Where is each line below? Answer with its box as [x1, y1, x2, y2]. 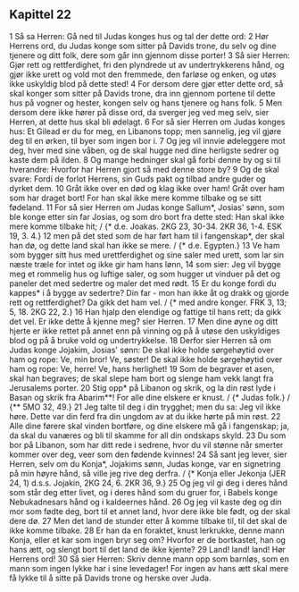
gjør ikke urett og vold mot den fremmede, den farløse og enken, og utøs [9, 69, 277, 80]
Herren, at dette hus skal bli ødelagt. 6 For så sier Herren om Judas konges [9, 116, 286, 127]
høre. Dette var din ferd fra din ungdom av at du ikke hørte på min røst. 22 [9, 410, 281, 421]
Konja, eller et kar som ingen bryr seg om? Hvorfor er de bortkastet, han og [9, 534, 286, 545]
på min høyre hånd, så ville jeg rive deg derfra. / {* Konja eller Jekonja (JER [9, 468, 287, 478]
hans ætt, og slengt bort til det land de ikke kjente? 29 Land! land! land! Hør [9, 544, 286, 554]
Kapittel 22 [9, 7, 71, 22]
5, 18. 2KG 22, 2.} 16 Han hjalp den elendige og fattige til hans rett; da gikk [9, 306, 282, 317]
